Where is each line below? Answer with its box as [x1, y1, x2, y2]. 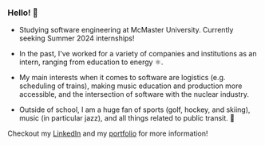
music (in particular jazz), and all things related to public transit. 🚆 [18, 113, 235, 123]
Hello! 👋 [7, 7, 39, 18]
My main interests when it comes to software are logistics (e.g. [18, 73, 226, 83]
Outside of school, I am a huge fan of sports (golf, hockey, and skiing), [18, 105, 251, 114]
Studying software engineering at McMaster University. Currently [18, 25, 234, 35]
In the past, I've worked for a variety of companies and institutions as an [18, 49, 257, 59]
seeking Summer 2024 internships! [18, 33, 135, 43]
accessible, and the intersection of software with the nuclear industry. [18, 90, 249, 99]
